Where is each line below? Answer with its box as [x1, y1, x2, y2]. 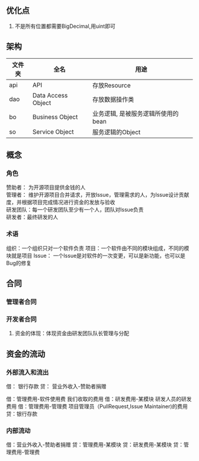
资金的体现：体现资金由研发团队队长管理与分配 [14, 330, 129, 337]
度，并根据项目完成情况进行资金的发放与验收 [6, 198, 115, 206]
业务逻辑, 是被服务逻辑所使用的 [92, 109, 179, 118]
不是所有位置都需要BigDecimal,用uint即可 [14, 23, 115, 30]
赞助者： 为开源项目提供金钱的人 [6, 184, 86, 191]
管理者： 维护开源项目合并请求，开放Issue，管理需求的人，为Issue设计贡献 [6, 191, 190, 198]
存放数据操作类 [92, 95, 134, 103]
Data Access [32, 91, 68, 99]
